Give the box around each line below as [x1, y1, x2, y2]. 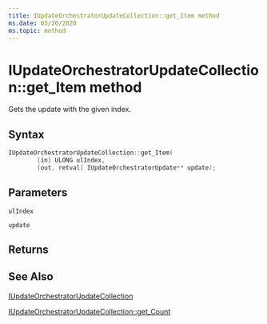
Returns [8, 242, 50, 256]
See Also [8, 270, 54, 284]
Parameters [8, 186, 68, 200]
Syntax [8, 127, 45, 141]
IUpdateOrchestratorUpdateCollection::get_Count [8, 306, 171, 316]
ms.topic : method [8, 26, 66, 34]
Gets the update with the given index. [8, 105, 132, 114]
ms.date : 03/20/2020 [8, 19, 78, 27]
